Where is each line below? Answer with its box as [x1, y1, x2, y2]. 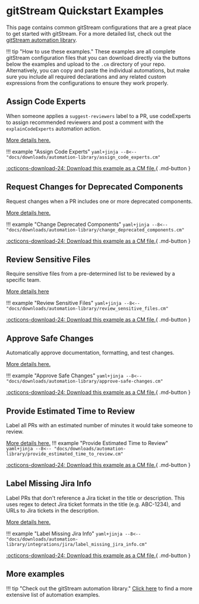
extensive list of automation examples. [6, 591, 100, 598]
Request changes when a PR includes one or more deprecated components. [6, 198, 193, 205]
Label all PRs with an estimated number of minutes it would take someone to [6, 422, 193, 428]
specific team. [6, 276, 41, 284]
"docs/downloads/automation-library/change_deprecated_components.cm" [6, 227, 185, 233]
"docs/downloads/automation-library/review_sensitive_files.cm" [6, 306, 169, 312]
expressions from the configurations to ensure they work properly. [6, 79, 169, 87]
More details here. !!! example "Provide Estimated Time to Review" [6, 440, 168, 446]
